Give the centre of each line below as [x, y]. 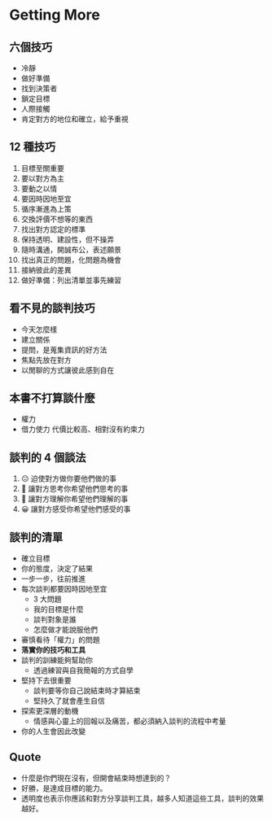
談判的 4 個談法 [48, 457]
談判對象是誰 [55, 619]
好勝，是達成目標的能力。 [64, 788]
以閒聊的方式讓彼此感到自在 [68, 370]
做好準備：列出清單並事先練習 [71, 280]
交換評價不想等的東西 [57, 219]
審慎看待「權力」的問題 [60, 640]
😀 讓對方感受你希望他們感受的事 [76, 509]
